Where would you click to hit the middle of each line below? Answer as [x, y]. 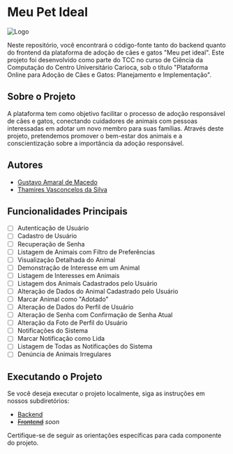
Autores [25, 165]
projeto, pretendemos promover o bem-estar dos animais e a [95, 136]
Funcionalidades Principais [67, 211]
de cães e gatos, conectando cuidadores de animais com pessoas [102, 121]
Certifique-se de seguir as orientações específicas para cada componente [114, 435]
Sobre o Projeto [42, 97]
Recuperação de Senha [51, 244]
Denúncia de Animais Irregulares [64, 354]
